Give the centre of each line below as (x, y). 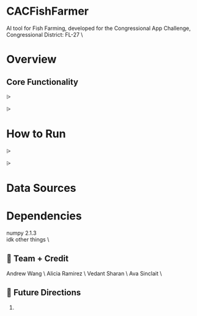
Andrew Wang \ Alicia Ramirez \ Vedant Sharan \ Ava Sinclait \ (84, 273)
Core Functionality (42, 82)
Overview (32, 60)
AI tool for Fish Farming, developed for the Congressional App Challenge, (98, 28)
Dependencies (44, 216)
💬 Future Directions (44, 292)
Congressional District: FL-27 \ (45, 34)
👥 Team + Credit (38, 259)
